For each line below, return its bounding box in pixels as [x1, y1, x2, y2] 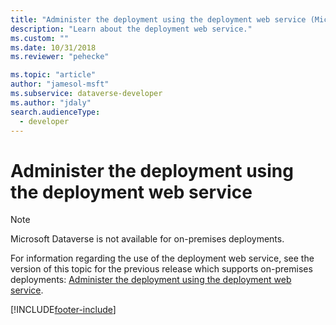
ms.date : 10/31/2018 [10, 42, 97, 53]
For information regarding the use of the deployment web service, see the [10, 252, 315, 265]
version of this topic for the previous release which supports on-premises [10, 263, 313, 275]
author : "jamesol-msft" [10, 79, 110, 90]
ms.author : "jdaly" [10, 97, 92, 108]
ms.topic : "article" [10, 70, 97, 80]
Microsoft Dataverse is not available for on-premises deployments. [10, 233, 285, 245]
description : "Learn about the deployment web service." [10, 24, 253, 34]
